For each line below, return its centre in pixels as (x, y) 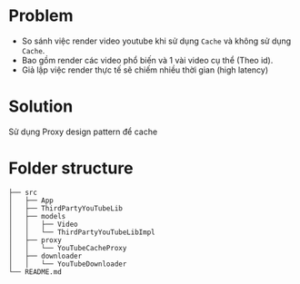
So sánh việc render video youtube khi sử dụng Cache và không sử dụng (156, 41)
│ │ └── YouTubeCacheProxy (68, 248)
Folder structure (71, 168)
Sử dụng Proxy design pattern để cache (83, 132)
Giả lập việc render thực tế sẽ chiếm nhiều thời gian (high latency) (145, 70)
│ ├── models (37, 216)
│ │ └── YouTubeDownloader (68, 264)
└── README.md (35, 272)
